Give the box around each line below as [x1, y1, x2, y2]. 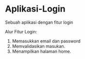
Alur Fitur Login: [5, 29, 37, 34]
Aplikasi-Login [5, 3, 66, 15]
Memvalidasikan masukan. [12, 43, 66, 49]
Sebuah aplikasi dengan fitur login [5, 19, 73, 25]
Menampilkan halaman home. [12, 48, 71, 54]
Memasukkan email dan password [12, 38, 81, 44]
